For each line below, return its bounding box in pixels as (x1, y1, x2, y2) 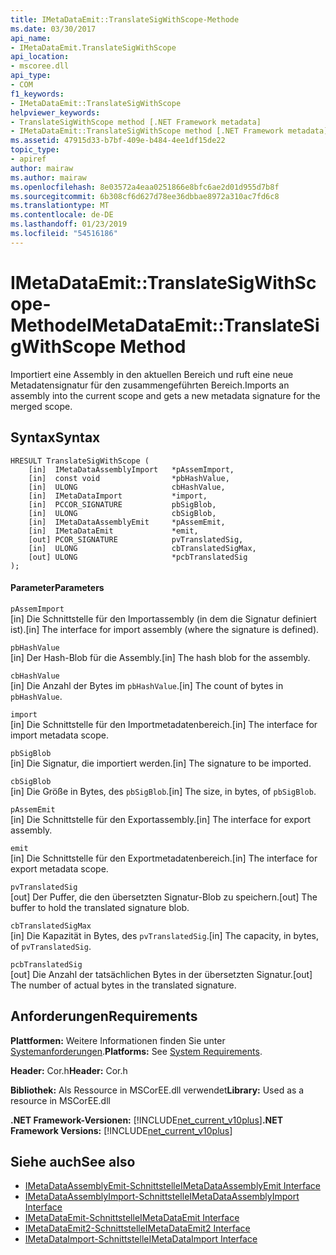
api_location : (10, 52, 70, 62)
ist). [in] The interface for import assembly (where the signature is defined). (10, 623, 320, 635)
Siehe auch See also (10, 1153, 136, 1170)
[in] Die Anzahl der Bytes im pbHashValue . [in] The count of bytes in (10, 679, 284, 691)
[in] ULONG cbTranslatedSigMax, (28, 543, 257, 553)
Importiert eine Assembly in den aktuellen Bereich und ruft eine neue (10, 368, 294, 380)
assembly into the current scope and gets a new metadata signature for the (10, 389, 321, 401)
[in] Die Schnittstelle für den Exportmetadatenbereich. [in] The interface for (10, 852, 318, 864)
